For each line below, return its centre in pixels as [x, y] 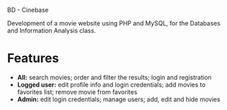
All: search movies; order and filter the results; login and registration [114, 77]
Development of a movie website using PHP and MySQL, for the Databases [114, 23]
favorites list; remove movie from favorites [77, 91]
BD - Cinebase [28, 10]
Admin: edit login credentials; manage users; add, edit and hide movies [119, 99]
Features [33, 58]
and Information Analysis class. [52, 31]
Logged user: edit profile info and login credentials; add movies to [111, 85]
